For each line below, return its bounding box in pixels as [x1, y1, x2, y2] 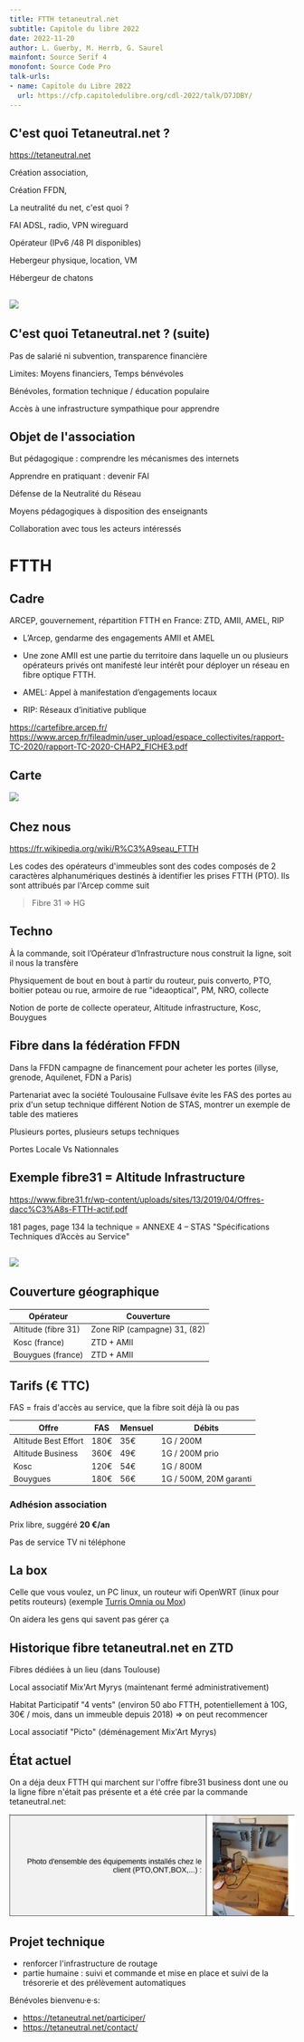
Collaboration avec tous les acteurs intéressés [9, 524, 182, 535]
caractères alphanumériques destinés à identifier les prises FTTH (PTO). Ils [9, 871, 290, 881]
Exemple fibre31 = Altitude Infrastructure [9, 1170, 246, 1186]
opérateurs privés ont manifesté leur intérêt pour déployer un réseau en [22, 660, 290, 670]
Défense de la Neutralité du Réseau [9, 488, 142, 499]
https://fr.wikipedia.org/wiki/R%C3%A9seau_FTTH [9, 843, 199, 854]
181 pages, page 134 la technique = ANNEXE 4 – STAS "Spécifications [9, 1221, 270, 1232]
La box [9, 1563, 48, 1578]
